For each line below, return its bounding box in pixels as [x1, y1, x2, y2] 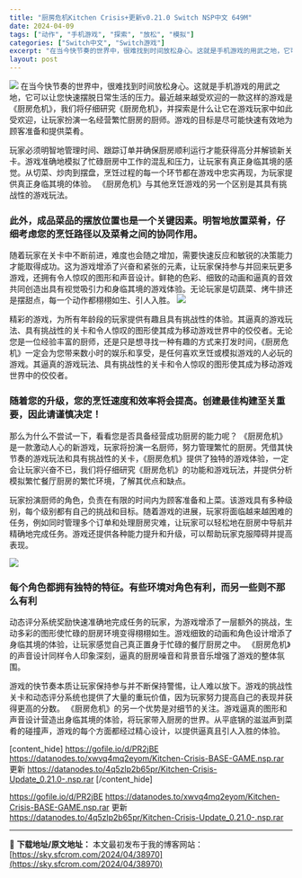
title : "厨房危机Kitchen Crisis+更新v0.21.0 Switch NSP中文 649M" [9, 13, 253, 22]
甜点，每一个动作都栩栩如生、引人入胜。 [24, 295, 175, 306]
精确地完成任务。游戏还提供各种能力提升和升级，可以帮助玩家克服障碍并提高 [9, 528, 293, 539]
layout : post [9, 55, 58, 64]
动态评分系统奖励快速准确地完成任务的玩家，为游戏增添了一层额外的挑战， [9, 616, 285, 627]
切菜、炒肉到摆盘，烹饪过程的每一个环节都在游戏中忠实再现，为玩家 [32, 167, 285, 178]
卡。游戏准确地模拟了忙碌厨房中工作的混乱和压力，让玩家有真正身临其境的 [9, 156, 285, 166]
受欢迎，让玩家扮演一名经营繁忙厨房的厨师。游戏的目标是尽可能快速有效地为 [9, 114, 293, 125]
